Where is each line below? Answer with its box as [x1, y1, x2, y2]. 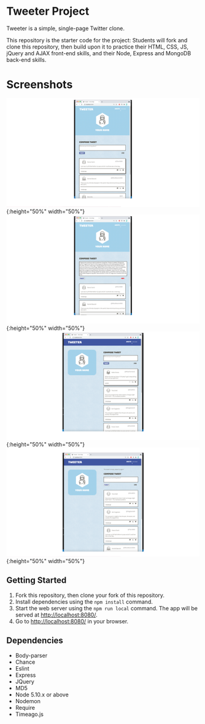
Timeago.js [15, 710, 44, 718]
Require [15, 704, 36, 711]
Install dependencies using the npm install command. [15, 597, 153, 605]
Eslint [15, 664, 29, 672]
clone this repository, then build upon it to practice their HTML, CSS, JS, [6, 43, 189, 50]
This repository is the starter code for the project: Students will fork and [6, 36, 188, 44]
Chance [15, 658, 36, 666]
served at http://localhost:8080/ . [15, 611, 98, 618]
